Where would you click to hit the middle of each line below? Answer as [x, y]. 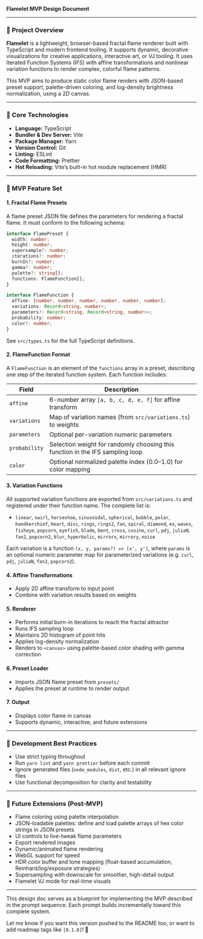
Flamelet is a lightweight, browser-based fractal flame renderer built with [97, 43]
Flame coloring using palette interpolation [67, 817]
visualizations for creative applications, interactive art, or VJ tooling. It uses [100, 56]
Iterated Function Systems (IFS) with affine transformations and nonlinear [98, 62]
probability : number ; [39, 317]
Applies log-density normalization [57, 642]
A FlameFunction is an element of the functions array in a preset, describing [101, 368]
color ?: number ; [32, 324]
